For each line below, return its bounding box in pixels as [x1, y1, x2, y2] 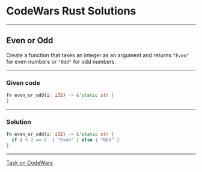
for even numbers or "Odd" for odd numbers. [6, 58, 116, 65]
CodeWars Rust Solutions [6, 4, 136, 18]
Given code [6, 78, 40, 87]
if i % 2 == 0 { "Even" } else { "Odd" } [11, 137, 120, 143]
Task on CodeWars [6, 159, 53, 166]
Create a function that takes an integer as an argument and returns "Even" [6, 51, 189, 58]
